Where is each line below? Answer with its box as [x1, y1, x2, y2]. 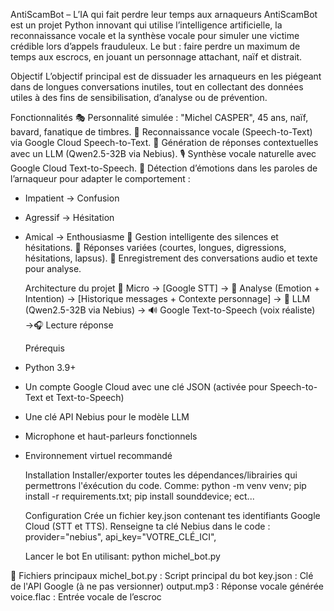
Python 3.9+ [24, 362, 77, 373]
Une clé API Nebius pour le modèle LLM [24, 411, 190, 423]
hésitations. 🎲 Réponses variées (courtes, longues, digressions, [24, 242, 287, 253]
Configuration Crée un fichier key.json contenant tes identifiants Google [24, 510, 321, 521]
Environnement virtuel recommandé [24, 450, 173, 461]
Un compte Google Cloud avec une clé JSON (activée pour [24, 381, 268, 393]
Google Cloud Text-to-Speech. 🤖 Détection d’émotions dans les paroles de [10, 162, 318, 174]
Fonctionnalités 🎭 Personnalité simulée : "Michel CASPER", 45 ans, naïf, [10, 112, 309, 123]
